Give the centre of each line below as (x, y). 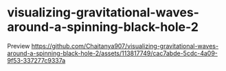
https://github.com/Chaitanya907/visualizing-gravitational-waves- (125, 46)
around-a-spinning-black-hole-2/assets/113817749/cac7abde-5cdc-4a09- (113, 53)
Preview (19, 46)
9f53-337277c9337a (36, 60)
